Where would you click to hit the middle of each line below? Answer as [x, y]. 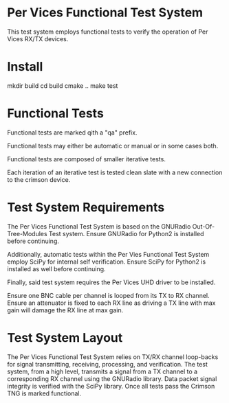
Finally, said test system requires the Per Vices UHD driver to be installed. [111, 282]
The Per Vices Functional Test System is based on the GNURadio [99, 226]
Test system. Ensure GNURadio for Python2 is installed [126, 233]
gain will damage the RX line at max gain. [65, 310]
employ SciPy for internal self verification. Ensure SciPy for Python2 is [107, 262]
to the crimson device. [39, 179]
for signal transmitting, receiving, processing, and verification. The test [107, 364]
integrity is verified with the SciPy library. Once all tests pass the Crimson [111, 386]
